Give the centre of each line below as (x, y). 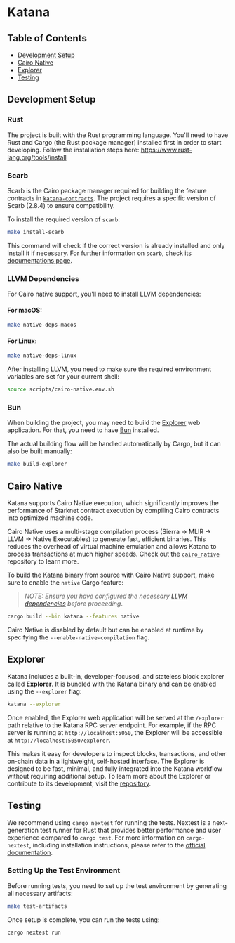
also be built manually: (40, 451)
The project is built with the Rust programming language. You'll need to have (118, 135)
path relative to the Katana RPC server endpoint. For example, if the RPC (112, 725)
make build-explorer (38, 464)
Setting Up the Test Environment (64, 871)
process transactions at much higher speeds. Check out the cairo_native (113, 554)
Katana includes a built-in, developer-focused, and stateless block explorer (116, 676)
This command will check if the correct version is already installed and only (116, 245)
